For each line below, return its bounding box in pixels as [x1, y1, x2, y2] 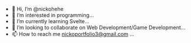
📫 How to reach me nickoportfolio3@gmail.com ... [11, 31, 135, 37]
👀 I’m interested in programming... [11, 12, 94, 19]
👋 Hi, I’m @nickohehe [11, 6, 63, 12]
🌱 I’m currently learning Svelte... [11, 18, 89, 24]
